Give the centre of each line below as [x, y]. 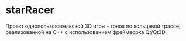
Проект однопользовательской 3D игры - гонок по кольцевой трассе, [93, 26]
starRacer [30, 10]
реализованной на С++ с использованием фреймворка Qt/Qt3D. [86, 32]
